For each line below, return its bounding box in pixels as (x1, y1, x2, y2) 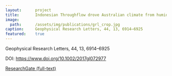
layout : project (5, 7, 52, 13)
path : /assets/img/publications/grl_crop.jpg (10, 22, 120, 27)
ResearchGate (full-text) (5, 65, 56, 71)
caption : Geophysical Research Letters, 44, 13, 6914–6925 (5, 27, 143, 32)
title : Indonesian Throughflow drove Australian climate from (5, 12, 155, 17)
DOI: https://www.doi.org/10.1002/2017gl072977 (5, 55, 106, 62)
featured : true (5, 31, 45, 36)
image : (5, 17, 19, 22)
